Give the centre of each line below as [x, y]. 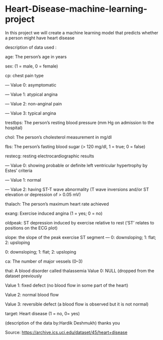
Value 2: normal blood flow [32, 294]
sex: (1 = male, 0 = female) [32, 66]
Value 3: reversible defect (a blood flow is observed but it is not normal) [77, 304]
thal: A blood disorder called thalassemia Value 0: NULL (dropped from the [80, 271]
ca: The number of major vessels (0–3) [44, 261]
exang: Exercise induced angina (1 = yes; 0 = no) [54, 213]
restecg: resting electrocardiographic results [50, 156]
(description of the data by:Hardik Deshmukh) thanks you [63, 323]
